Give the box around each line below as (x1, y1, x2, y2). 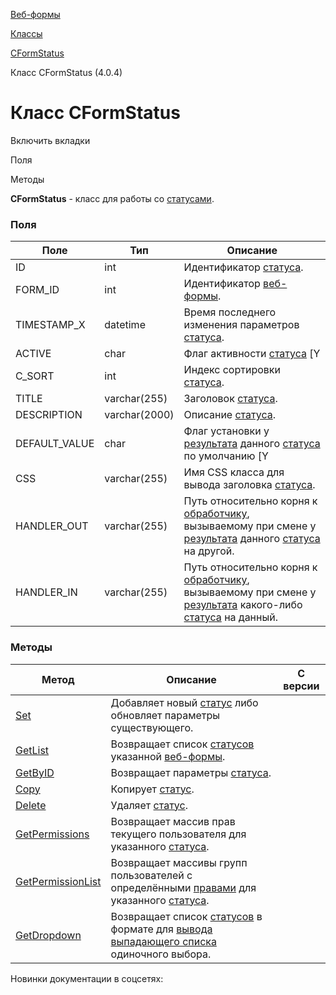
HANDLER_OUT (15, 519, 89, 533)
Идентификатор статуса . (183, 260, 304, 274)
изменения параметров (183, 318, 300, 332)
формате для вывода (110, 922, 213, 936)
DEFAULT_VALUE (15, 437, 95, 451)
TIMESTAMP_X (15, 318, 86, 332)
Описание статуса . (183, 408, 277, 422)
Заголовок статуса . (183, 392, 278, 406)
